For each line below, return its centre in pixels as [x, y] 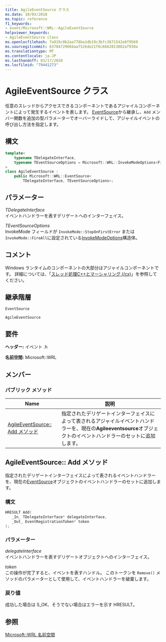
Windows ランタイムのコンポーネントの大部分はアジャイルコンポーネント [80, 268]
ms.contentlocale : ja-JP [31, 56]
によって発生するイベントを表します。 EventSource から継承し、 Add [82, 112]
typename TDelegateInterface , [45, 158]
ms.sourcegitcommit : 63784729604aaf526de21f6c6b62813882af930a [72, 47]
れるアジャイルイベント [113, 421]
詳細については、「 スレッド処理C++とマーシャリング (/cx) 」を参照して [86, 274]
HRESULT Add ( [19, 513]
